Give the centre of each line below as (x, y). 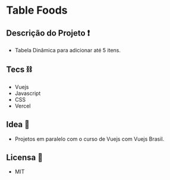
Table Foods (37, 10)
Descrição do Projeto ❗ (48, 33)
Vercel (23, 106)
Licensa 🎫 (25, 158)
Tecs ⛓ (19, 70)
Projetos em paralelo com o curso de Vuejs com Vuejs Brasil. (89, 139)
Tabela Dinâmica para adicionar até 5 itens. (67, 50)
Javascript (28, 93)
